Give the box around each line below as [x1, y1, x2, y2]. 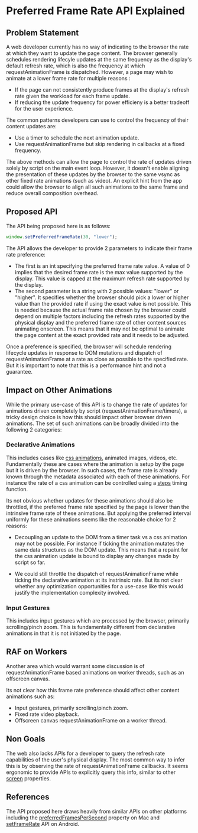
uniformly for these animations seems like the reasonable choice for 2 [6, 516, 176, 523]
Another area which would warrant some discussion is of [6, 662, 145, 669]
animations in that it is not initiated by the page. [6, 630, 121, 637]
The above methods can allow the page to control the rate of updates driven [6, 158, 192, 165]
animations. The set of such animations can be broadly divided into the [6, 420, 179, 427]
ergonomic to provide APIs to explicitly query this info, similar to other [6, 769, 176, 776]
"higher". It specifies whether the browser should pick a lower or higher [14, 294, 189, 301]
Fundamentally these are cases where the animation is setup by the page [6, 460, 184, 468]
